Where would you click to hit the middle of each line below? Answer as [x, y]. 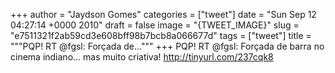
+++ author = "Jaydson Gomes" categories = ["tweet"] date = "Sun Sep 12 [163, 14]
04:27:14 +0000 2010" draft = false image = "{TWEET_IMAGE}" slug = [155, 25]
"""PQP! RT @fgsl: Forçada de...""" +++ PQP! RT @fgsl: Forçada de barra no [167, 46]
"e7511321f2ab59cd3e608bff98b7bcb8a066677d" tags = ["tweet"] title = [161, 35]
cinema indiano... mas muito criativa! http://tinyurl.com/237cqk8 [142, 57]
